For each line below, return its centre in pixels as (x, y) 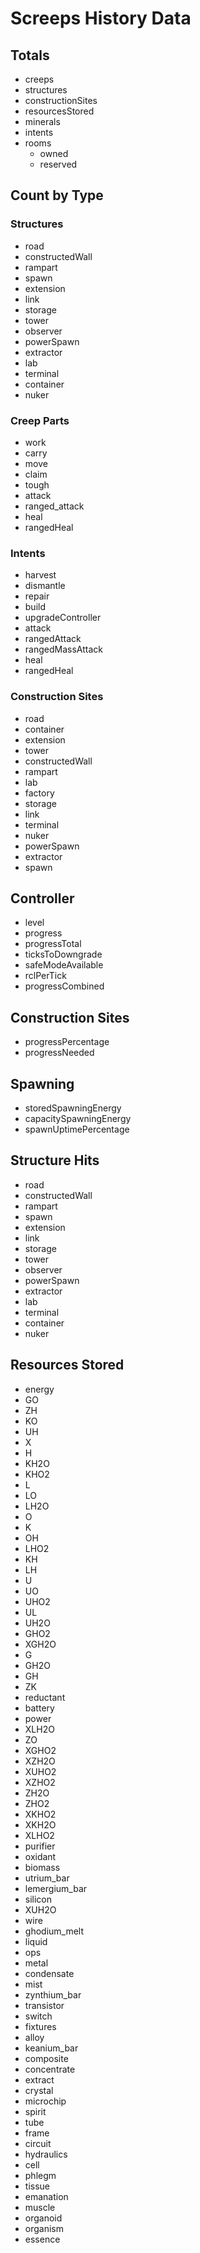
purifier (40, 1846)
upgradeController (63, 618)
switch (38, 2016)
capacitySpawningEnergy (78, 1119)
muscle (40, 2207)
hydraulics (46, 2154)
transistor (44, 2005)
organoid (43, 2218)
